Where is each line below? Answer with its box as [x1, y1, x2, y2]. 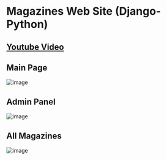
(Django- [115, 4, 161, 18]
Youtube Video [6, 42, 64, 52]
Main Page [6, 63, 48, 73]
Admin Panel [6, 96, 56, 107]
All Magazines [6, 131, 62, 141]
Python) [6, 17, 48, 31]
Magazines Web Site [6, 4, 113, 18]
